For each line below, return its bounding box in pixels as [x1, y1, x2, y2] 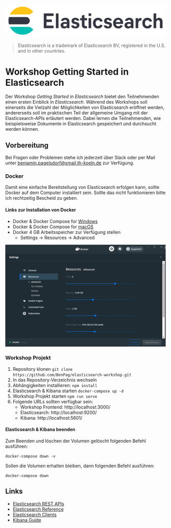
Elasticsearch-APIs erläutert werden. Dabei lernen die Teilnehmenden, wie [5, 115, 161, 122]
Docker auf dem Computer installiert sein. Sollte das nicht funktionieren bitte [5, 189, 166, 196]
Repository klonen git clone [12, 366, 73, 372]
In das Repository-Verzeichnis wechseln [12, 377, 97, 383]
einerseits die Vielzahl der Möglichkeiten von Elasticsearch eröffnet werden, [5, 104, 165, 111]
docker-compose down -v [5, 454, 56, 459]
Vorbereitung [5, 141, 49, 150]
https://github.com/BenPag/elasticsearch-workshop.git [12, 372, 132, 377]
